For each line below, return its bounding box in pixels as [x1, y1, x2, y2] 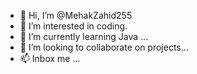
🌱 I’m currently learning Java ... [19, 31, 149, 42]
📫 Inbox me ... [19, 53, 81, 64]
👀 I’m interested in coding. [19, 20, 128, 32]
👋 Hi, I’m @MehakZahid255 [19, 10, 133, 21]
